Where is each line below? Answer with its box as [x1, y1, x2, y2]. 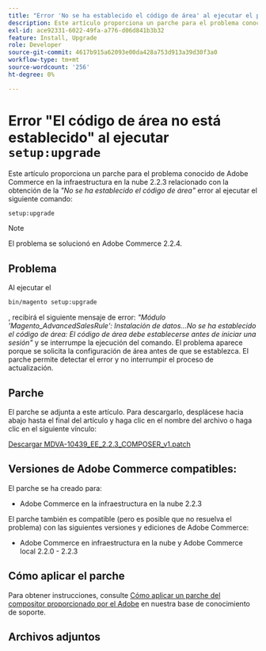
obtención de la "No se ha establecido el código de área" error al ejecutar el [8, 186, 257, 195]
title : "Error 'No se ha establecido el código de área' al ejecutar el [8, 11, 253, 20]
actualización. [8, 363, 54, 373]
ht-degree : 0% [8, 71, 55, 79]
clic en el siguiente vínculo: [8, 423, 97, 433]
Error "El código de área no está [8, 112, 222, 129]
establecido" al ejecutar [8, 128, 169, 147]
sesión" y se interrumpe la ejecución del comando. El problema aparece [8, 338, 243, 347]
